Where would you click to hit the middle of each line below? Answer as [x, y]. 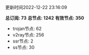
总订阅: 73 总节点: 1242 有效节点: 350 [45, 18]
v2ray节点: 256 [28, 35]
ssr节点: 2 [23, 41]
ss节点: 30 [24, 47]
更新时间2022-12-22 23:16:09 [36, 7]
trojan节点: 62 [27, 28]
